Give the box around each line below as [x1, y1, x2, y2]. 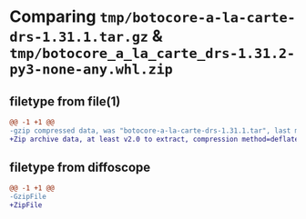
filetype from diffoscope [9, 160, 151, 175]
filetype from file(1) [9, 94, 121, 109]
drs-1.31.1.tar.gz [9, 29, 148, 46]
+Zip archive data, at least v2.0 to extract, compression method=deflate [9, 134, 300, 144]
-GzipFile [9, 193, 47, 202]
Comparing [9, 6, 97, 27]
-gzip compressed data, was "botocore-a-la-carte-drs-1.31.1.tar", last [9, 125, 291, 135]
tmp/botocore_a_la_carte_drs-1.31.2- [9, 45, 296, 63]
